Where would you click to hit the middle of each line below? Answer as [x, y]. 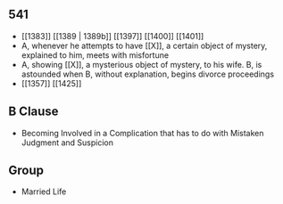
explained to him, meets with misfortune [95, 55]
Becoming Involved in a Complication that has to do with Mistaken [142, 133]
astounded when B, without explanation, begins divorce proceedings [147, 74]
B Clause [33, 112]
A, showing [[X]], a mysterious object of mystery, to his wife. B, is [141, 64]
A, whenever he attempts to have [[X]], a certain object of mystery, [144, 45]
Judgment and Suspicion [67, 143]
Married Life [44, 192]
